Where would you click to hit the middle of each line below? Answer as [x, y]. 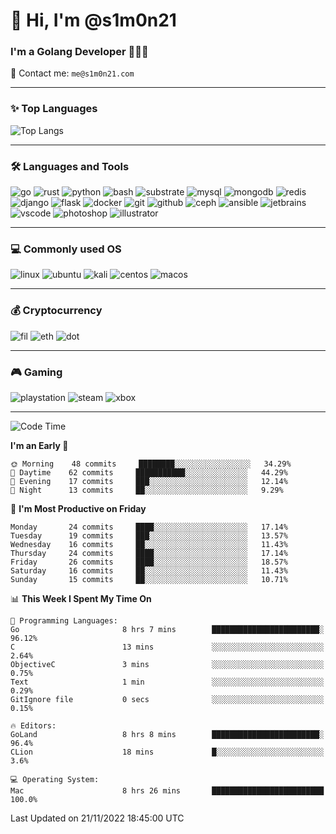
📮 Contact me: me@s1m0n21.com [72, 73]
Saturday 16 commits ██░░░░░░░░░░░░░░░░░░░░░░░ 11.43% [149, 570]
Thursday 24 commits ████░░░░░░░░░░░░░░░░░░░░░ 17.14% [149, 553]
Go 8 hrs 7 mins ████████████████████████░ [167, 629]
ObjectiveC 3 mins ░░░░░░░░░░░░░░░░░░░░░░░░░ [167, 664]
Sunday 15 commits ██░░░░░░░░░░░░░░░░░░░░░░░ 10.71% [149, 579]
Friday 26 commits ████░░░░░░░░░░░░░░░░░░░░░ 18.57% [149, 562]
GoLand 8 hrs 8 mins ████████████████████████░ [167, 734]
